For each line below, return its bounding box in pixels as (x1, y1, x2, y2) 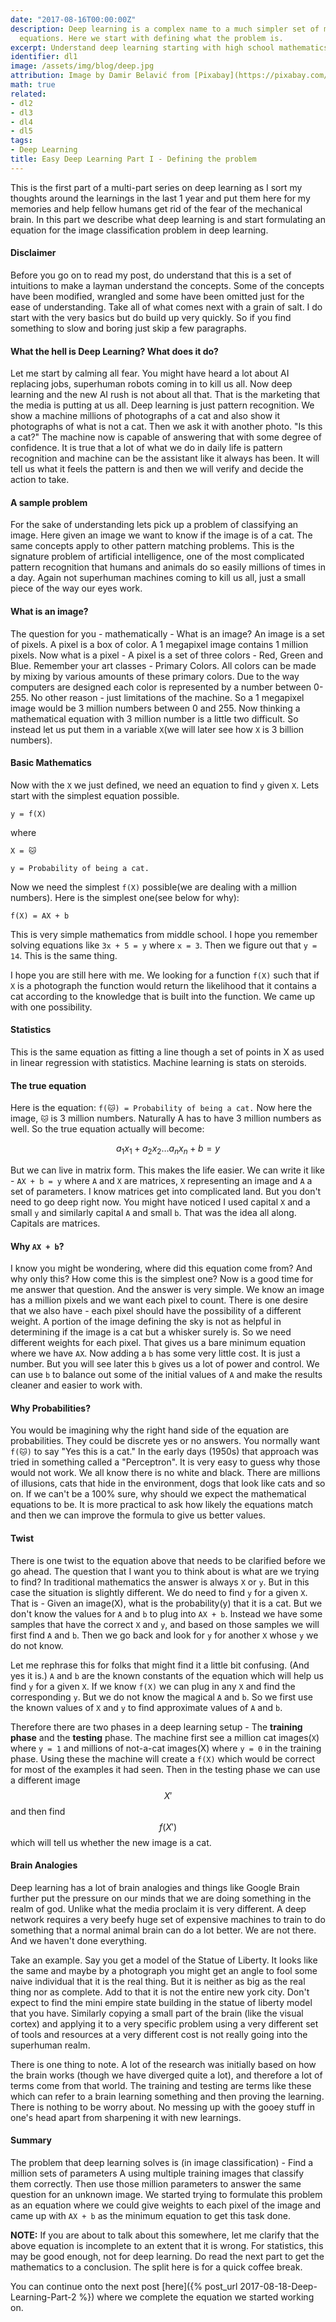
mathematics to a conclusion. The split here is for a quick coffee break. (10, 2261, 303, 2273)
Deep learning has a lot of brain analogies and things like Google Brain (10, 1881, 300, 1893)
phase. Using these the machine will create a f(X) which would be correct (10, 1752, 315, 1765)
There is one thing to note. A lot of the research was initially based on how (10, 2058, 317, 2070)
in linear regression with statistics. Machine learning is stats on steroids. (10, 1056, 307, 1068)
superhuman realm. (10, 2039, 91, 2051)
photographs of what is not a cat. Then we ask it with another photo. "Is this (10, 421, 323, 433)
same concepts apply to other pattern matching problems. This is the (10, 540, 295, 552)
